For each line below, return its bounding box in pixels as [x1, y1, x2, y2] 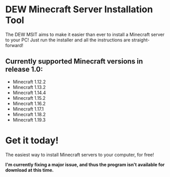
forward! [5, 42, 24, 48]
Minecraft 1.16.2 [12, 100, 46, 106]
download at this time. [5, 167, 54, 173]
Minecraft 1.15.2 [12, 95, 46, 101]
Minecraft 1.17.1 [12, 106, 44, 112]
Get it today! [5, 135, 59, 146]
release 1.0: [5, 65, 44, 74]
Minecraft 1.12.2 [12, 78, 46, 85]
